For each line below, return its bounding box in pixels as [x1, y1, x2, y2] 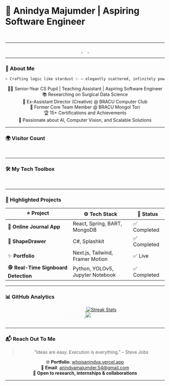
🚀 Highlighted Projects [5, 196, 62, 203]
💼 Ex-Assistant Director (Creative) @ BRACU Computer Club [22, 99, 148, 105]
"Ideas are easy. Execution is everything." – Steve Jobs [34, 349, 149, 355]
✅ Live [133, 253, 149, 259]
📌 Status [137, 210, 158, 218]
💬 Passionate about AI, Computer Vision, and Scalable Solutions [18, 117, 152, 123]
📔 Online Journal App [8, 223, 61, 230]
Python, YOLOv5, [72, 265, 114, 272]
